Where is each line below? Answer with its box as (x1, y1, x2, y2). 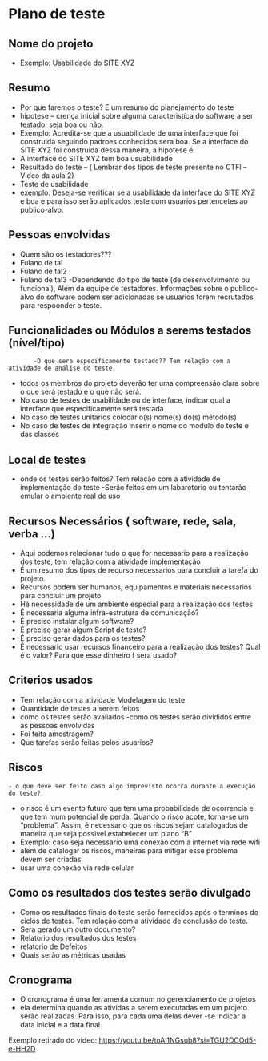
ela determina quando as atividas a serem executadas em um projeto (19, 1003, 248, 1013)
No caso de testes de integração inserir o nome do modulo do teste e (19, 421, 250, 431)
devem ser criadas (19, 854, 82, 864)
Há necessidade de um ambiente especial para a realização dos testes (19, 599, 254, 609)
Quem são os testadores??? (19, 249, 112, 259)
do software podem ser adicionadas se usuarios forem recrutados (35, 292, 254, 302)
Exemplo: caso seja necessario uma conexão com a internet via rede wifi (19, 837, 261, 847)
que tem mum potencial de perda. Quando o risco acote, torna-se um (19, 812, 250, 821)
